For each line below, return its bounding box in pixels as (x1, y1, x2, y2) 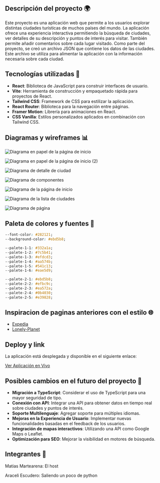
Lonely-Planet (12, 326, 40, 332)
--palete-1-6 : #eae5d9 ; (5, 268, 53, 273)
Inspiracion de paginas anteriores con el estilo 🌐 (5, 308, 154, 317)
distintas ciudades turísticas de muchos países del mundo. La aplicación (5, 25, 149, 31)
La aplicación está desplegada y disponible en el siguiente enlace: (5, 353, 137, 359)
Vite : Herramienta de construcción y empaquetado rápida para (12, 88, 138, 94)
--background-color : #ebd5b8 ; (5, 237, 66, 242)
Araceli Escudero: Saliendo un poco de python (5, 472, 98, 478)
